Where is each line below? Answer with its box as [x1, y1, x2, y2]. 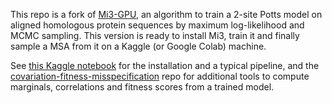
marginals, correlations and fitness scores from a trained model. [10, 81, 275, 93]
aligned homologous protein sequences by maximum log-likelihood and [10, 19, 305, 31]
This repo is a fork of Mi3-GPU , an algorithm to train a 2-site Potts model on [10, 9, 323, 20]
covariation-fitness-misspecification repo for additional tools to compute [10, 70, 310, 82]
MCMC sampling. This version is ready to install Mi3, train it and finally [10, 30, 300, 41]
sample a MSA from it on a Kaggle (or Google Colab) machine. [10, 40, 267, 52]
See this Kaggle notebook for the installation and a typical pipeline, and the [10, 60, 320, 71]
